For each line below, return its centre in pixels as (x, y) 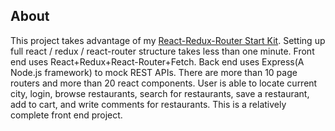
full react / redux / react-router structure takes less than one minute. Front (162, 51)
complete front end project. (66, 115)
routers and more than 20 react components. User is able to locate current (164, 83)
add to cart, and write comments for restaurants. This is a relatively (148, 104)
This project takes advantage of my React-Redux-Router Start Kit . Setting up (168, 40)
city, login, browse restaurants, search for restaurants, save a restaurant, (160, 93)
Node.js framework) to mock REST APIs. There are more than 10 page (154, 72)
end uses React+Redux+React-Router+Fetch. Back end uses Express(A (157, 61)
